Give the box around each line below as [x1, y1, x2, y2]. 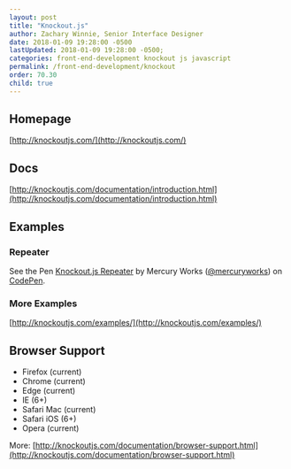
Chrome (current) [21, 376, 86, 387]
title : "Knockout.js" [9, 21, 89, 30]
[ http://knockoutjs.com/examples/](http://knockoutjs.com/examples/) [9, 318, 263, 328]
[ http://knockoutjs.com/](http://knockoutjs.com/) [9, 135, 187, 146]
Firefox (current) [21, 366, 82, 377]
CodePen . [9, 275, 46, 286]
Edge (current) [21, 386, 76, 396]
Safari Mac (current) [21, 404, 96, 415]
